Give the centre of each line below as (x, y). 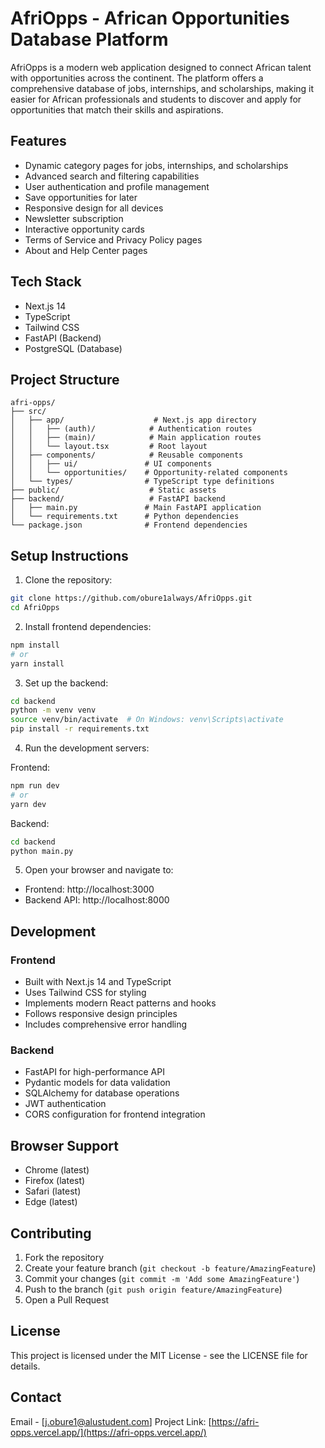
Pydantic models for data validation (97, 1083)
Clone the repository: (68, 580)
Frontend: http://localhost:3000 (89, 889)
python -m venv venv (53, 710)
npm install (35, 645)
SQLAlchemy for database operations (102, 1093)
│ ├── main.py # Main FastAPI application (136, 508)
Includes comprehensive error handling (106, 1024)
